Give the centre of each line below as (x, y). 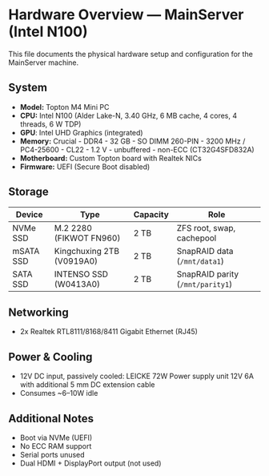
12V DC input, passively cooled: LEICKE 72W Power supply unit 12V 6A (137, 376)
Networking (39, 312)
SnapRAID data (205, 251)
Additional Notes (51, 418)
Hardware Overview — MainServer (126, 15)
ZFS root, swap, (206, 228)
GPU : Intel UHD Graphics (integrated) (81, 132)
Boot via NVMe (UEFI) (56, 438)
